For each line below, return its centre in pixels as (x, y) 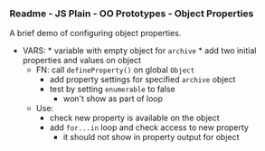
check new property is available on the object (134, 118)
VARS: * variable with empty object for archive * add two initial (139, 51)
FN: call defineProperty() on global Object (115, 70)
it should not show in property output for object (151, 137)
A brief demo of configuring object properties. (95, 33)
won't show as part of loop (113, 99)
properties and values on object (82, 61)
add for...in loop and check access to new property (149, 127)
